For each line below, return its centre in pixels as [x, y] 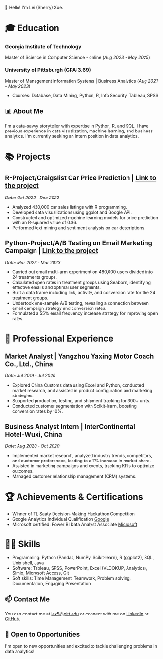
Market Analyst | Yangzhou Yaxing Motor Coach [80, 356]
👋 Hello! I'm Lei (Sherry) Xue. [34, 8]
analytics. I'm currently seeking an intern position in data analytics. [72, 136]
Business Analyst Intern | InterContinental [70, 427]
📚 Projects [28, 157]
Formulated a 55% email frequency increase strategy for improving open [85, 313]
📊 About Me [24, 112]
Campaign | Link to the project [52, 251]
